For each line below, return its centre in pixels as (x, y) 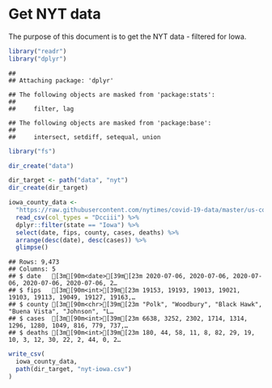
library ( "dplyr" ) (38, 59)
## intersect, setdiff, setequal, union (85, 137)
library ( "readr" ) (38, 51)
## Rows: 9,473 (34, 262)
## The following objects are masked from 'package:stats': (112, 95)
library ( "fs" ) (32, 151)
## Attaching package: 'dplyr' (61, 80)
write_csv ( (27, 354)
